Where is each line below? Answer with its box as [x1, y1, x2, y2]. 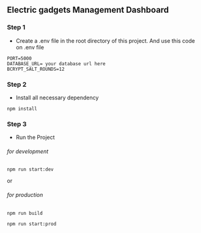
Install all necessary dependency [15, 94, 99, 101]
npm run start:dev [7, 167, 54, 173]
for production [7, 192, 43, 199]
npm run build [7, 210, 43, 216]
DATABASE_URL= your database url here [7, 60, 106, 66]
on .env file [15, 43, 45, 51]
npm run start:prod [7, 221, 57, 227]
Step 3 [7, 120, 27, 128]
